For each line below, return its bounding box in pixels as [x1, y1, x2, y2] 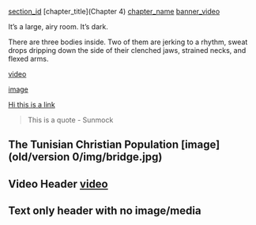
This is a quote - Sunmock [27, 115, 114, 125]
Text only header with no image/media [8, 204, 201, 218]
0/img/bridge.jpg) [72, 150, 163, 164]
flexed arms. [8, 54, 49, 63]
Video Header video [8, 177, 108, 190]
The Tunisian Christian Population [8, 138, 179, 152]
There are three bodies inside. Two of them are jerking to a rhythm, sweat [8, 37, 248, 47]
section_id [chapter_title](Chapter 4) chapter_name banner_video [8, 7, 220, 16]
